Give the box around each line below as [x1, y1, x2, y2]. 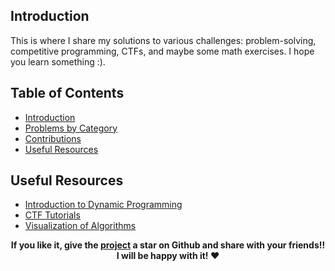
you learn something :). [10, 55, 106, 68]
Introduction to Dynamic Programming [24, 199, 183, 211]
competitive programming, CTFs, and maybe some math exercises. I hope [10, 45, 315, 57]
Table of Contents [10, 85, 125, 102]
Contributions [24, 132, 82, 144]
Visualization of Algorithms [24, 220, 137, 232]
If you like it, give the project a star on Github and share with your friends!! [10, 239, 326, 251]
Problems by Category [24, 122, 118, 134]
